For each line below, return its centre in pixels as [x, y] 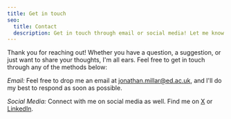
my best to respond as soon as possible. [65, 88]
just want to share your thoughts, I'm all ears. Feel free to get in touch [106, 60]
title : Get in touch [37, 13]
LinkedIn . [20, 109]
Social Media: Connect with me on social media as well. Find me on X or [110, 102]
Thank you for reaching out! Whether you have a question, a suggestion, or [114, 53]
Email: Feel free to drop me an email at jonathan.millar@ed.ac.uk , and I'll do [114, 81]
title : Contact [35, 26]
